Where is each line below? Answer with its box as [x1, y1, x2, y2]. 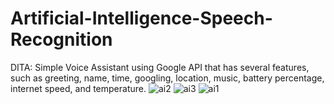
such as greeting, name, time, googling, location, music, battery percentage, [10, 72, 325, 84]
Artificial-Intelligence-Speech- [10, 7, 273, 30]
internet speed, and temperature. [10, 82, 147, 94]
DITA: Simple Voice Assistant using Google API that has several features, [10, 61, 310, 73]
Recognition [10, 28, 113, 51]
